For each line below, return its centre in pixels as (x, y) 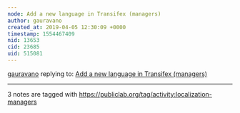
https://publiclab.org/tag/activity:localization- (146, 94)
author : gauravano (35, 21)
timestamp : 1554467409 (41, 34)
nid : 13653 (24, 41)
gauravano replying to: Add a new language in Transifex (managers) (107, 74)
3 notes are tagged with (42, 94)
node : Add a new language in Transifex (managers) (84, 14)
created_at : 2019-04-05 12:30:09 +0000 (67, 27)
